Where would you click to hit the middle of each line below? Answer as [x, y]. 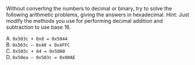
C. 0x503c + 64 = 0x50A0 [36, 51]
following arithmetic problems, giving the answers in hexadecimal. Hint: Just [98, 15]
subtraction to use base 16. [39, 27]
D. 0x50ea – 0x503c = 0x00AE [41, 57]
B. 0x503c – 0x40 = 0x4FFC [38, 45]
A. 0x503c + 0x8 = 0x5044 [37, 38]
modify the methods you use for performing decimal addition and [85, 21]
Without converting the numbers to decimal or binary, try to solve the [89, 8]
